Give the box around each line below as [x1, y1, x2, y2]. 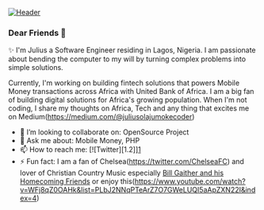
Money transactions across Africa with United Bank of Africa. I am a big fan [8, 87, 254, 96]
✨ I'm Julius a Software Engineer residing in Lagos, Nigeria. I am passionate [8, 45, 256, 55]
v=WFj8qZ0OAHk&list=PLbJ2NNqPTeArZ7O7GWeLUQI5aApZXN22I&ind [19, 185, 256, 195]
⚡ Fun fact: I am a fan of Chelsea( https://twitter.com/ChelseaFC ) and [19, 157, 244, 166]
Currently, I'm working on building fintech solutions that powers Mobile [8, 78, 240, 87]
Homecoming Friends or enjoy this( [19, 177, 135, 186]
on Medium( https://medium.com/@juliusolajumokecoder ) [8, 112, 195, 122]
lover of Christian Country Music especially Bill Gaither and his [19, 168, 224, 178]
